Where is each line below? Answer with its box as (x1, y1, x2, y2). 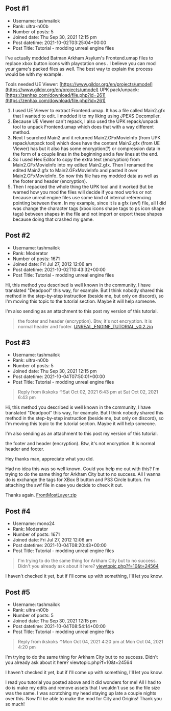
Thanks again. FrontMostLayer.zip (5, 492, 77, 498)
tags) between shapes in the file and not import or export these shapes (12, 211, 162, 217)
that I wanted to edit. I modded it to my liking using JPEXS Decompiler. (12, 113, 161, 119)
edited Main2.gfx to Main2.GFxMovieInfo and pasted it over (12, 167, 138, 173)
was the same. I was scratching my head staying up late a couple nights (5, 690, 157, 696)
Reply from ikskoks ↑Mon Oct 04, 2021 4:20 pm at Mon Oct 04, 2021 (17, 639, 163, 645)
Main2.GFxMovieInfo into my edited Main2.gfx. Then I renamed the (12, 161, 154, 168)
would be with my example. (5, 71, 63, 77)
